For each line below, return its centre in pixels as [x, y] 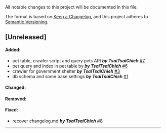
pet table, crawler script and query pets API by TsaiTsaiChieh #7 [79, 60]
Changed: [16, 87]
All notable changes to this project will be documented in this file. [72, 7]
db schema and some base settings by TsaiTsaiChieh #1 [70, 76]
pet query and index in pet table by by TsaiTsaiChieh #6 [70, 66]
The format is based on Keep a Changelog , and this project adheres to [77, 16]
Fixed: [12, 110]
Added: [13, 50]
